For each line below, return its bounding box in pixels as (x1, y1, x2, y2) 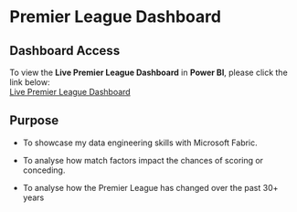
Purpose (9, 112, 59, 129)
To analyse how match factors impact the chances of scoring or (22, 154, 263, 165)
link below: (9, 77, 50, 88)
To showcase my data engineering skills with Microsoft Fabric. (22, 137, 258, 148)
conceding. (22, 164, 66, 175)
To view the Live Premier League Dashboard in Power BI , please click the (9, 67, 288, 78)
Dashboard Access (9, 43, 121, 58)
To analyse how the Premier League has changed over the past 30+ (22, 182, 279, 193)
